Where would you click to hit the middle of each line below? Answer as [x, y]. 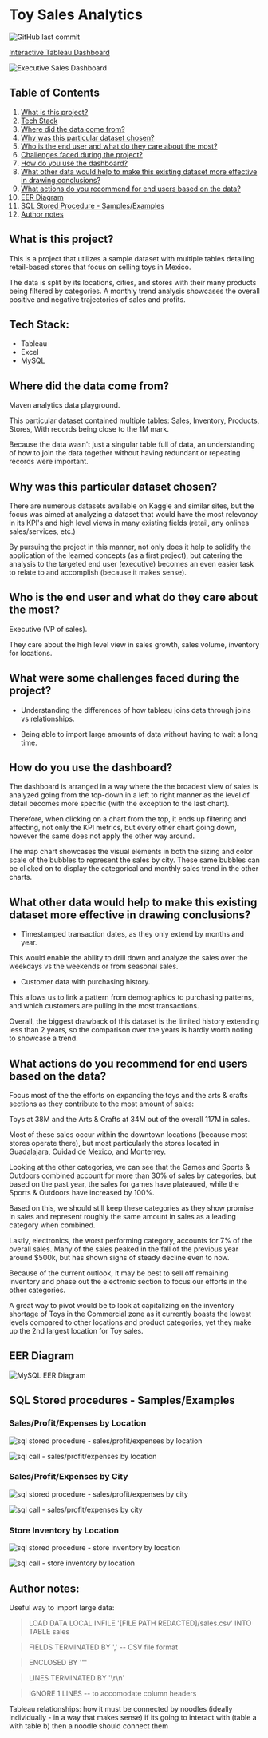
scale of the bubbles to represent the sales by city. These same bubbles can [134, 860]
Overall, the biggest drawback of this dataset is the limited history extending [134, 1021]
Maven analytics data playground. [65, 405]
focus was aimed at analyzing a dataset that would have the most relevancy [134, 514]
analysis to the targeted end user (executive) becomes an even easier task [132, 564]
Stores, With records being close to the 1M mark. [89, 429]
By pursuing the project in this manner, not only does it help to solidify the [130, 547]
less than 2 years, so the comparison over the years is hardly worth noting [131, 1030]
